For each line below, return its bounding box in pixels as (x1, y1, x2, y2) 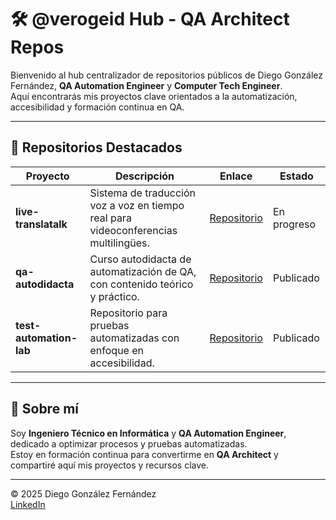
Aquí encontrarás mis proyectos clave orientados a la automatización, (10, 90, 298, 102)
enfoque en (89, 343, 145, 357)
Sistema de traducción (89, 186, 196, 200)
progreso (272, 217, 316, 231)
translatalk (15, 217, 68, 231)
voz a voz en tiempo (89, 198, 185, 212)
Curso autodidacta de (89, 252, 192, 266)
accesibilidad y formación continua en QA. (10, 101, 185, 113)
